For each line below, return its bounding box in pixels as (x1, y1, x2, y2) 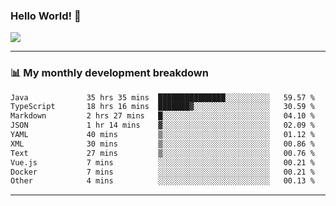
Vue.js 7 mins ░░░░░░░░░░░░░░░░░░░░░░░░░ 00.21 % (10, 157, 315, 168)
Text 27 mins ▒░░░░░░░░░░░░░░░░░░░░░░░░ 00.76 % (10, 148, 315, 158)
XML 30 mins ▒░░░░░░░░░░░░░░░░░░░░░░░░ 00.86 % (10, 139, 315, 149)
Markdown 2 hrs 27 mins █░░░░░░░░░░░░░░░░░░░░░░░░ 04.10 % (10, 111, 315, 121)
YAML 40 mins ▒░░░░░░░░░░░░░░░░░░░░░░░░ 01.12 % (10, 130, 315, 140)
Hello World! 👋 (10, 9, 82, 23)
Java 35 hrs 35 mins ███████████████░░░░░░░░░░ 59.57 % (10, 92, 315, 103)
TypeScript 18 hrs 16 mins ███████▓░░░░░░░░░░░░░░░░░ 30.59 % (10, 102, 315, 112)
